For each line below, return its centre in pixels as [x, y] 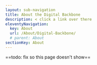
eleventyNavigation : [27, 24]
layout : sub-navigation [30, 10]
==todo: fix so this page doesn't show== [48, 57]
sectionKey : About [25, 43]
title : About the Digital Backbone [43, 15]
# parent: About [27, 38]
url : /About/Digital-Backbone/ [43, 33]
